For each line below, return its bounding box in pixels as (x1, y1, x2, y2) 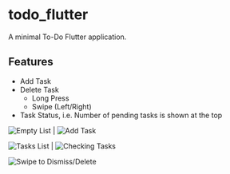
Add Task (19, 76, 52, 85)
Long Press (31, 93, 69, 103)
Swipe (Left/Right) (31, 101, 92, 111)
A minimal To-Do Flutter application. (8, 32, 127, 42)
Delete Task (19, 85, 60, 94)
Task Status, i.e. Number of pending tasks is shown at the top (19, 110, 223, 120)
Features (8, 55, 54, 69)
